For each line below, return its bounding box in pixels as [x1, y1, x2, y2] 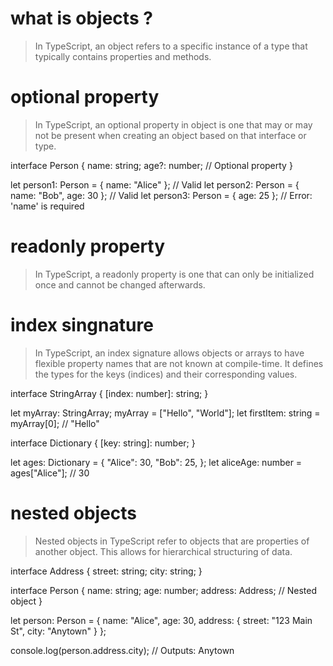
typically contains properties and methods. [34, 50, 212, 62]
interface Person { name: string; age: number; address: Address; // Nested [10, 584, 317, 596]
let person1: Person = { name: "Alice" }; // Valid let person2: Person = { [10, 178, 300, 191]
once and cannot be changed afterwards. [34, 278, 206, 291]
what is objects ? [10, 7, 153, 30]
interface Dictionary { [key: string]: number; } [10, 437, 196, 449]
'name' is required [10, 200, 85, 212]
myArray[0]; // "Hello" [10, 417, 100, 429]
